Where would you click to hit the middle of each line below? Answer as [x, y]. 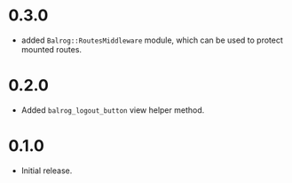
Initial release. [47, 171]
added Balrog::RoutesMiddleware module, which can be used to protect [152, 40]
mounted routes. [51, 49]
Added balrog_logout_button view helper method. [113, 110]
